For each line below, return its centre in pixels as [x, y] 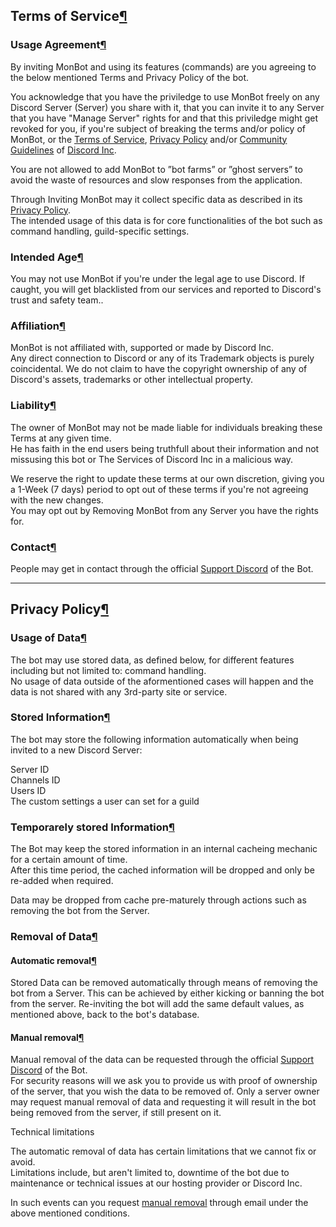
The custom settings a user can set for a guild [105, 801]
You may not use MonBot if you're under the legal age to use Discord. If [157, 278]
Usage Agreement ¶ [58, 45]
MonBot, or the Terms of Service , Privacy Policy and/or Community [149, 139]
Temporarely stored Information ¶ [92, 827]
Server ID [30, 769]
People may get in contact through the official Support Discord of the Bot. [162, 568]
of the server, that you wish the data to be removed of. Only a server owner [165, 1091]
